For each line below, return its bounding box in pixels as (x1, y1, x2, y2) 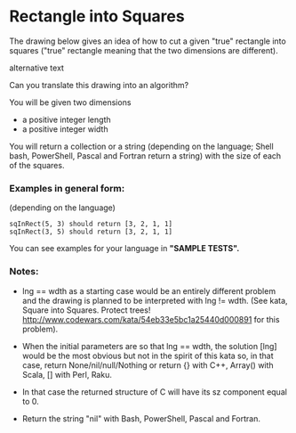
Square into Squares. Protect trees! (21, 305, 151, 315)
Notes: (9, 266, 39, 278)
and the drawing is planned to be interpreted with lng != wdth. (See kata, (21, 295, 288, 306)
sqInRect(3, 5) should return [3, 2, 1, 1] (9, 227, 173, 237)
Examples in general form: (9, 182, 125, 194)
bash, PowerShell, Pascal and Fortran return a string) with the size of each (9, 150, 282, 161)
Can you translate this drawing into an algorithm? (9, 79, 189, 90)
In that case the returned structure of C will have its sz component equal (21, 386, 287, 397)
